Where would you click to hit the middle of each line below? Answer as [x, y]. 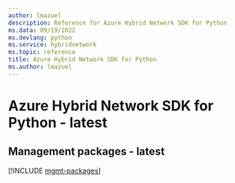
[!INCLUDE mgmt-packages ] [54, 170]
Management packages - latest [87, 152]
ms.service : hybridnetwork [52, 45]
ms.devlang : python [40, 37]
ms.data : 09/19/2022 [42, 30]
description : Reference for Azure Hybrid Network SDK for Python [117, 23]
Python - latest [58, 122]
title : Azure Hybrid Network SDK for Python [82, 60]
